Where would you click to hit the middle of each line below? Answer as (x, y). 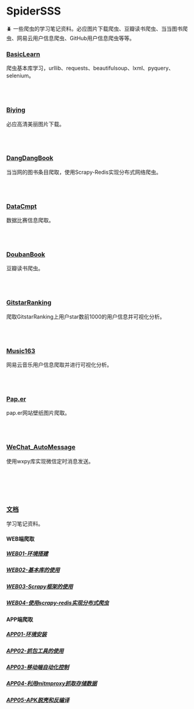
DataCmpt (22, 206)
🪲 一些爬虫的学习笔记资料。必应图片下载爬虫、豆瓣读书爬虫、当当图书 (94, 28)
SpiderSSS (34, 11)
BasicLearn (23, 54)
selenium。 (20, 76)
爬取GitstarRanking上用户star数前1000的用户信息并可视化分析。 (86, 317)
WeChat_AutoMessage (41, 447)
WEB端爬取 (21, 539)
